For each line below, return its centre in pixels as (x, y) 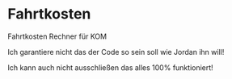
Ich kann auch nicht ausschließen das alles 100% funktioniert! (110, 67)
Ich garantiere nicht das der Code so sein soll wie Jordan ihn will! (116, 52)
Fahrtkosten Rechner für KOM (57, 36)
